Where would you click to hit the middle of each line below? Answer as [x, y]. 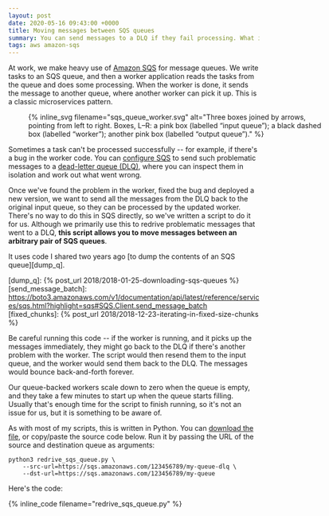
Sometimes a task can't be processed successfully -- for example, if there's [133, 150]
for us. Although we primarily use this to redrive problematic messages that [132, 225]
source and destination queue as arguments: [82, 445]
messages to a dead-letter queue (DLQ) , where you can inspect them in [126, 166]
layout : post [30, 16]
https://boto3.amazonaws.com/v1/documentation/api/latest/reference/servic [134, 297]
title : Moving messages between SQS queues [82, 30]
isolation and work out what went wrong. [75, 175]
